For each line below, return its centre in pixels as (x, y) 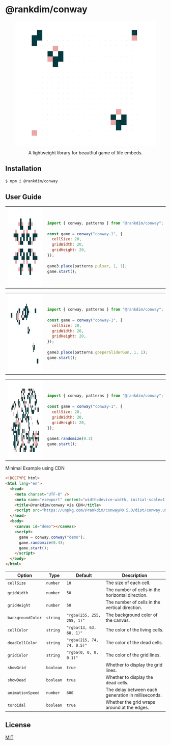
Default (84, 575)
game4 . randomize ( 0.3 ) (70, 439)
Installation (23, 169)
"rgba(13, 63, (81, 627)
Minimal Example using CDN (35, 468)
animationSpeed (23, 693)
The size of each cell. (128, 583)
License (18, 725)
